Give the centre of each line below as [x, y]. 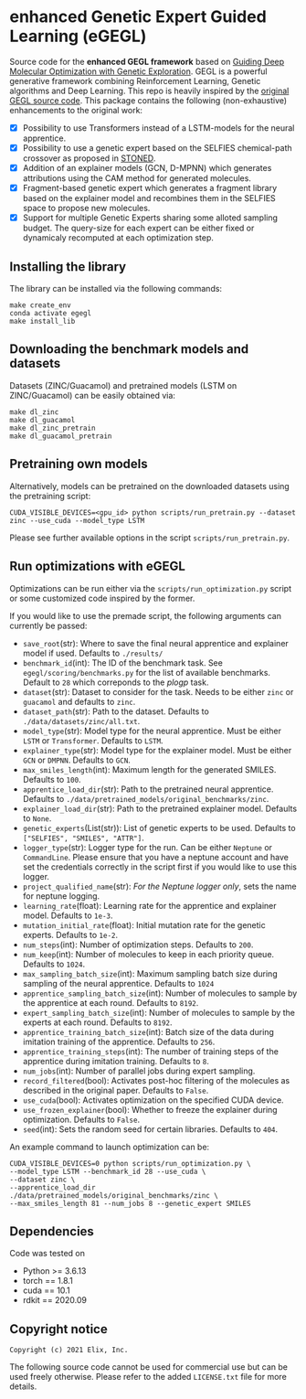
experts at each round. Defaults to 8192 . [97, 1022]
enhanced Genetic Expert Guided [138, 17]
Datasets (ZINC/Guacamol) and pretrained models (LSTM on [123, 385]
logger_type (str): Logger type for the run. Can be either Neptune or [147, 847]
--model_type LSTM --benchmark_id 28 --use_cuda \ [108, 1171]
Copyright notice [58, 1329]
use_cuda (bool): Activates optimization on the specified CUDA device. [153, 1100]
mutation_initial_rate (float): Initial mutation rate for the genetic [144, 924]
